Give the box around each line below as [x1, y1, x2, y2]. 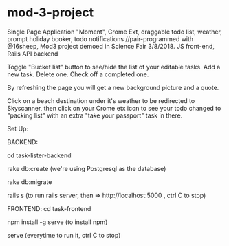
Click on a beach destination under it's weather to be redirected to [7, 96, 195, 104]
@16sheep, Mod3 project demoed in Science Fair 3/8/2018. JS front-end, [7, 42, 215, 50]
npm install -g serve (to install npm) [7, 218, 108, 226]
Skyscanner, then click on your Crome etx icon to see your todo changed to [7, 104, 221, 112]
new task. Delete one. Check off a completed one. [7, 70, 149, 78]
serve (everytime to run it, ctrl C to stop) [7, 231, 121, 239]
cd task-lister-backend [7, 151, 72, 159]
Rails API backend [7, 49, 58, 58]
